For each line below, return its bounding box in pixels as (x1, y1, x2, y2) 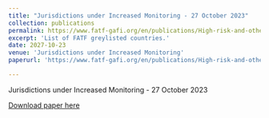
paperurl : (8, 57, 42, 65)
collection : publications (8, 19, 94, 27)
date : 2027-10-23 (8, 41, 66, 49)
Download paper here (8, 100, 80, 110)
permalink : (8, 26, 45, 34)
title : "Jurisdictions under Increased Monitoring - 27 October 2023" (8, 11, 249, 20)
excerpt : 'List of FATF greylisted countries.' (8, 33, 171, 42)
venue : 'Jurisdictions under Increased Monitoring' (8, 49, 184, 57)
